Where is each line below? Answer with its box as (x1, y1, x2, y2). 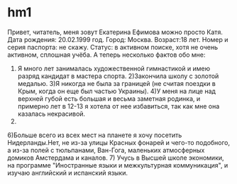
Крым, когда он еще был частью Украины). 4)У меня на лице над (17, 87, 216, 95)
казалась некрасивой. (17, 109, 86, 118)
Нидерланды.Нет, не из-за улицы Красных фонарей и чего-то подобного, (7, 138, 231, 146)
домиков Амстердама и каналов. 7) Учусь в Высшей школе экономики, (7, 153, 225, 162)
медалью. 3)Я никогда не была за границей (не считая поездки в (17, 79, 216, 87)
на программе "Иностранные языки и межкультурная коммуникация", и (7, 161, 228, 169)
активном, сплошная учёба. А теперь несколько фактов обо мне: (7, 50, 206, 59)
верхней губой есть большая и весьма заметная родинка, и (17, 94, 201, 103)
